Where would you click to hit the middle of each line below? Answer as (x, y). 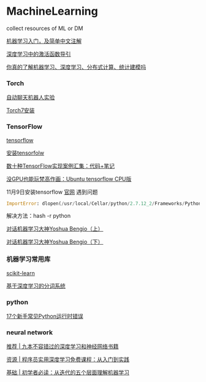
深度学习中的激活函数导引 (39, 54)
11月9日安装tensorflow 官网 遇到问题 (52, 192)
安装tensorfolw (25, 153)
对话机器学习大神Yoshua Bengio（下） (55, 242)
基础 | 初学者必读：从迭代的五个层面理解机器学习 (68, 373)
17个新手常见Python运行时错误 (45, 316)
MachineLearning (52, 11)
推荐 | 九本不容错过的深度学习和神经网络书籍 (63, 346)
